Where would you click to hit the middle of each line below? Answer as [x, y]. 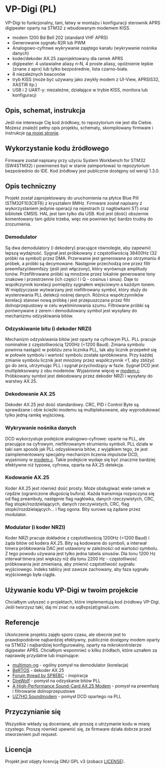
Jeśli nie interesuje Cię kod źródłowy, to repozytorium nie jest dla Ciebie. [79, 122]
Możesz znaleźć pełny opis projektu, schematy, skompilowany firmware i [79, 128]
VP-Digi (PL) [31, 9]
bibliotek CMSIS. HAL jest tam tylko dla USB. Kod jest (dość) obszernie [77, 214]
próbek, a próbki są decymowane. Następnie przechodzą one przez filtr [78, 263]
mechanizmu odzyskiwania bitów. [39, 316]
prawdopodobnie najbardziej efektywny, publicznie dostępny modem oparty [82, 639]
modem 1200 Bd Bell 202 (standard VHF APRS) [60, 37]
